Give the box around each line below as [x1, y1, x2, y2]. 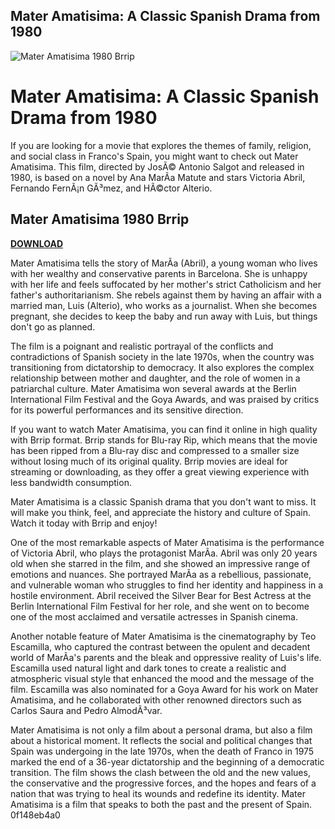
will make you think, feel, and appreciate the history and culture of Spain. [10, 506, 312, 518]
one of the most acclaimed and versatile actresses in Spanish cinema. [10, 610, 298, 623]
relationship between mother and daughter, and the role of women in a [10, 372, 301, 384]
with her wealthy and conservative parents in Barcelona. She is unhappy [10, 267, 308, 279]
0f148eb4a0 [10, 809, 61, 821]
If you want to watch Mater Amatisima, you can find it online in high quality [10, 423, 318, 435]
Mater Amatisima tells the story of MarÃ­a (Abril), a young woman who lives [10, 257, 318, 269]
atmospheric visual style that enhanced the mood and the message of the [10, 672, 315, 684]
